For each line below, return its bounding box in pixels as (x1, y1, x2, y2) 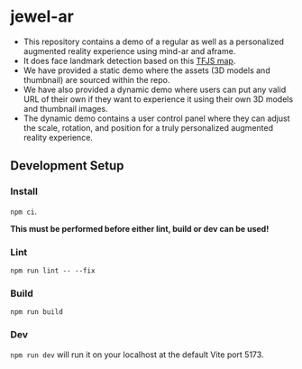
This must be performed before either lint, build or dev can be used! (10, 223, 270, 234)
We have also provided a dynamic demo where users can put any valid (23, 84, 287, 95)
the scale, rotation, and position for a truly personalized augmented (23, 122, 274, 133)
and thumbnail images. (23, 103, 108, 114)
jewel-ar (10, 6, 75, 27)
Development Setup (10, 158, 124, 173)
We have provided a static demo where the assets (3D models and (23, 65, 270, 76)
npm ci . (10, 206, 37, 217)
